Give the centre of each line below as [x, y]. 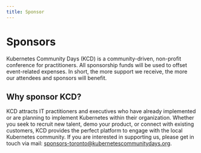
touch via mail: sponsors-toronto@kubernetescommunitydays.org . [89, 143]
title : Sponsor [25, 12]
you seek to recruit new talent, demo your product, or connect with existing [100, 124]
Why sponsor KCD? [44, 96]
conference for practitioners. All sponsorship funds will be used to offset [97, 65]
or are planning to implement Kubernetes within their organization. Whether [100, 118]
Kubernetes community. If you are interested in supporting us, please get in [100, 137]
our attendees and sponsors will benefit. [57, 78]
